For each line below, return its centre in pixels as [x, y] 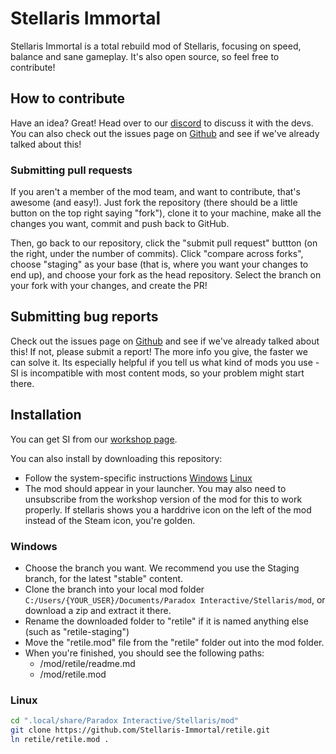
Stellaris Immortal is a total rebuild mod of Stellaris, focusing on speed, [156, 46]
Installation [46, 415]
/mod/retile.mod [73, 674]
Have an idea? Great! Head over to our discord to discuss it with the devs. [162, 123]
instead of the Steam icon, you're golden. [110, 520]
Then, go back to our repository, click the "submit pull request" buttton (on [164, 243]
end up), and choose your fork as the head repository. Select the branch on [166, 275]
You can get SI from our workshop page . [94, 439]
